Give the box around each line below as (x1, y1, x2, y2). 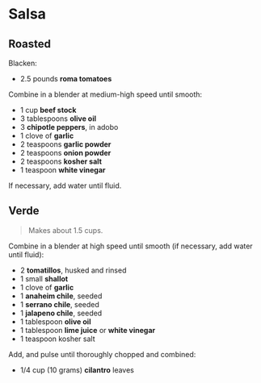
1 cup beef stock (19, 106, 77, 114)
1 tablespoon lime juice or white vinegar (19, 325, 156, 335)
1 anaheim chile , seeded (19, 291, 103, 301)
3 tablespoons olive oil (19, 114, 97, 123)
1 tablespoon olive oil (19, 316, 91, 327)
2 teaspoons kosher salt (19, 156, 103, 166)
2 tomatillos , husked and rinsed (19, 265, 127, 275)
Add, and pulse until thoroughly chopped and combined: (8, 349, 196, 359)
